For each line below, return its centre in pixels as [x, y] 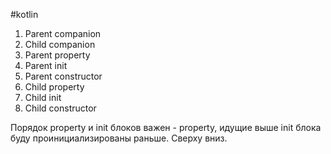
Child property [54, 87]
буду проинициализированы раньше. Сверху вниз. [119, 138]
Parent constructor [63, 76]
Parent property [57, 55]
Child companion [60, 44]
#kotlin [24, 14]
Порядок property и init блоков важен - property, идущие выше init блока [166, 127]
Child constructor [60, 108]
